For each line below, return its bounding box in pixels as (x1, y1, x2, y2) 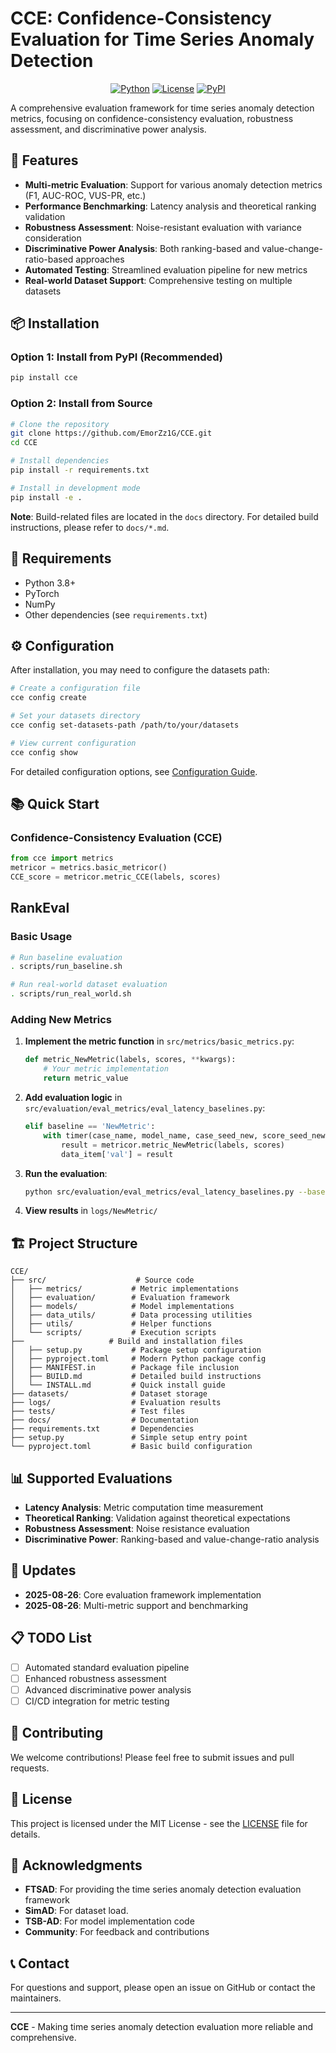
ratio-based (24, 253, 74, 265)
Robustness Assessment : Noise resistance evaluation (24, 1523, 250, 1535)
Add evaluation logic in (24, 1092, 123, 1104)
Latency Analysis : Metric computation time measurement (24, 1502, 264, 1514)
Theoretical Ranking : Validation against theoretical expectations (24, 1512, 291, 1524)
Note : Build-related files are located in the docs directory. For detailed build (10, 510, 319, 522)
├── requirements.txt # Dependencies (10, 1424, 195, 1434)
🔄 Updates (10, 1562, 77, 1579)
